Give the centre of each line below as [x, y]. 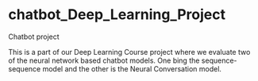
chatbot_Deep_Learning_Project [117, 15]
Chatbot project [34, 37]
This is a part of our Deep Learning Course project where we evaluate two [129, 52]
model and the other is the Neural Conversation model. [132, 68]
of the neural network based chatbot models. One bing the [104, 60]
